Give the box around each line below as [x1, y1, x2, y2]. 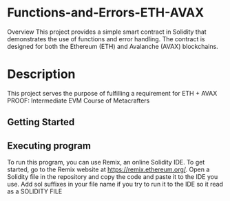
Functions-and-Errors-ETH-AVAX [7, 5, 205, 21]
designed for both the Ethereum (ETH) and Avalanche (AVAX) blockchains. [7, 42, 218, 50]
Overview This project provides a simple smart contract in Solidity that [7, 28, 207, 36]
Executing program [7, 140, 92, 151]
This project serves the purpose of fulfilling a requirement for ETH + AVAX [7, 89, 218, 97]
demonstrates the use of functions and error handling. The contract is [7, 34, 205, 43]
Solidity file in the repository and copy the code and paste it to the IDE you [7, 173, 218, 181]
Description [7, 67, 76, 82]
